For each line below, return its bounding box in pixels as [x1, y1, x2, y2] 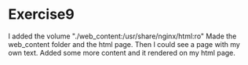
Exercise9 [8, 5, 75, 23]
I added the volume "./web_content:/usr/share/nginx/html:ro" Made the [8, 31, 237, 41]
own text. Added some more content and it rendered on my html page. [8, 48, 235, 57]
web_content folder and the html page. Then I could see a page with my [8, 39, 241, 49]
